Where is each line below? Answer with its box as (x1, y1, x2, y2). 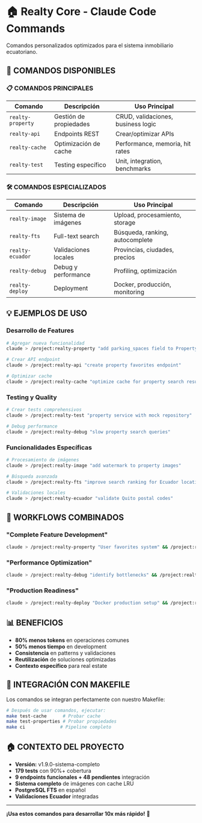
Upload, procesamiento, (114, 211, 182, 219)
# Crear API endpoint (6, 357, 61, 363)
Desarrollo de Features (6, 327, 74, 335)
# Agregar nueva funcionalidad (6, 340, 85, 346)
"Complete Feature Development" (6, 530, 108, 539)
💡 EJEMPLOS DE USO (6, 309, 88, 319)
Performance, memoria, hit (115, 139, 191, 148)
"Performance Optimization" (6, 558, 92, 566)
